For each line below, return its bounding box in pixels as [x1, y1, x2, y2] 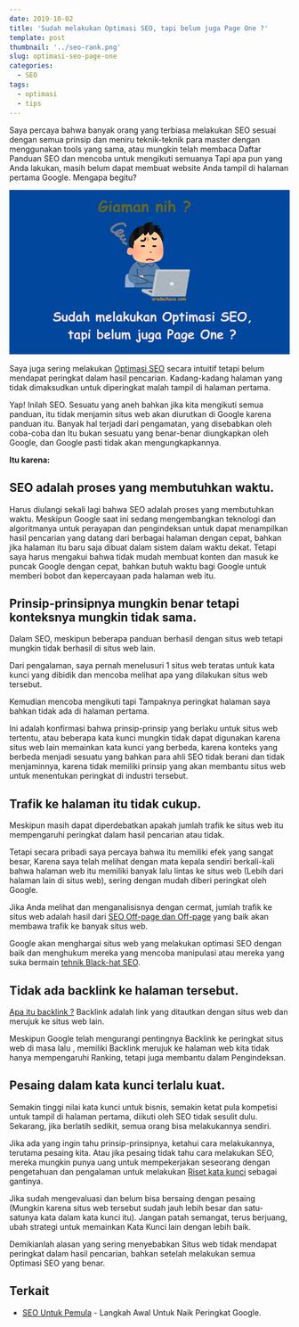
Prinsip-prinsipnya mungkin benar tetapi [9, 595, 240, 610]
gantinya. [9, 1175, 44, 1186]
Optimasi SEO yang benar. [9, 1257, 105, 1268]
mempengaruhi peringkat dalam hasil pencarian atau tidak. [9, 830, 225, 840]
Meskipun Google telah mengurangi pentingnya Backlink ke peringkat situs [9, 1033, 284, 1044]
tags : [9, 80, 29, 89]
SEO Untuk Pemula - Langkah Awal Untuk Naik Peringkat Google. [21, 1307, 262, 1318]
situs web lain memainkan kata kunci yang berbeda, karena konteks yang [9, 742, 279, 753]
